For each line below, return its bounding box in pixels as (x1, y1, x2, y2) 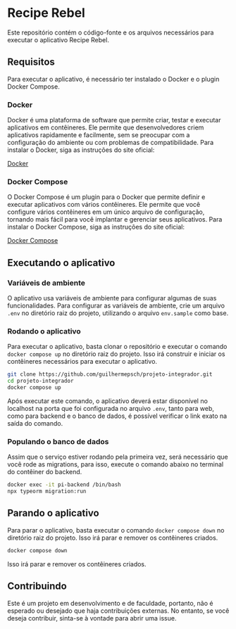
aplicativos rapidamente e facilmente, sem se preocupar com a (7, 131, 190, 139)
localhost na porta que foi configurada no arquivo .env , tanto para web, (7, 404, 215, 412)
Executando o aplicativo (7, 257, 116, 269)
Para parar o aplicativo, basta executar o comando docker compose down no (7, 526, 225, 534)
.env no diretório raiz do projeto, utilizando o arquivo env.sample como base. (7, 309, 229, 317)
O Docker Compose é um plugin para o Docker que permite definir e (7, 193, 206, 201)
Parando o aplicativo (7, 507, 100, 519)
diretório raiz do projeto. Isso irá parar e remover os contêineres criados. (7, 533, 218, 542)
